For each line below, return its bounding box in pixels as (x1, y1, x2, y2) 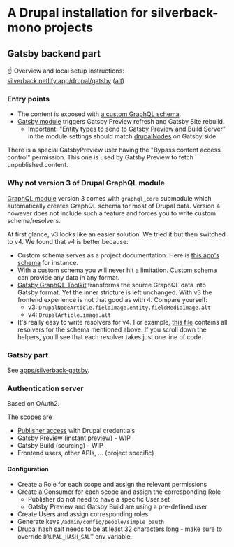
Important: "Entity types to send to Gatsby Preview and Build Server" (27, 125, 226, 134)
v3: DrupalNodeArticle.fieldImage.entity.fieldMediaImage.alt (27, 303, 211, 311)
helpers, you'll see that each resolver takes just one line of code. (17, 332, 204, 341)
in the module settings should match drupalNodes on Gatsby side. (27, 132, 218, 141)
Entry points (7, 94, 50, 104)
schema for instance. (17, 258, 79, 267)
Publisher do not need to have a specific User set (27, 495, 170, 504)
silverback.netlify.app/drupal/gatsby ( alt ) (7, 77, 124, 85)
